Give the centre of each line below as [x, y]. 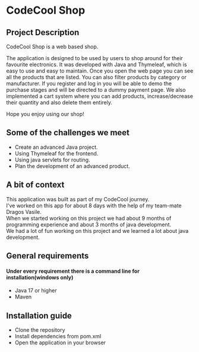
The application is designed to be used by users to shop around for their [94, 58]
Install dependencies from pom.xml [58, 337]
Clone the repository [40, 330]
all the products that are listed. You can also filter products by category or [97, 77]
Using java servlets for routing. [52, 160]
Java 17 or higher [36, 291]
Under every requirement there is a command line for [73, 271]
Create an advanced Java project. [56, 147]
